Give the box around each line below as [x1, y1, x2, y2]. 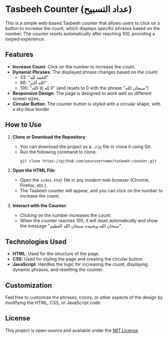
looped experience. [5, 36, 45, 42]
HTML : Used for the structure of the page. [12, 251, 100, 257]
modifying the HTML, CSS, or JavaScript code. [5, 300, 101, 306]
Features [5, 50, 33, 59]
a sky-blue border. [12, 106, 50, 112]
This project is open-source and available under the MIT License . [5, 327, 139, 333]
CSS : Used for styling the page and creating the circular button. [12, 256, 144, 262]
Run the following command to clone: [19, 149, 97, 155]
